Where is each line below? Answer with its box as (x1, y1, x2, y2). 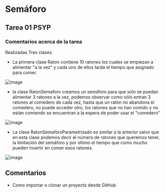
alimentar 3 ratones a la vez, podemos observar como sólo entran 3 (12, 94, 151, 100)
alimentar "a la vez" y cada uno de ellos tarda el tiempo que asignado (12, 64, 155, 70)
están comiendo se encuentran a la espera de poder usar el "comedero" (12, 110, 160, 116)
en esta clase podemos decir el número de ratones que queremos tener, (12, 134, 160, 140)
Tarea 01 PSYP (5, 23, 51, 32)
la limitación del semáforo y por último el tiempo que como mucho (12, 139, 148, 145)
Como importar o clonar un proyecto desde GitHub (12, 182, 116, 188)
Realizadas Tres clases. (5, 49, 54, 55)
